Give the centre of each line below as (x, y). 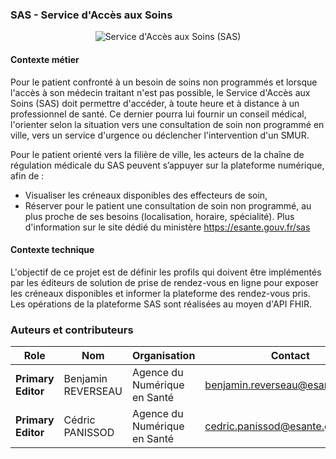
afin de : (27, 175)
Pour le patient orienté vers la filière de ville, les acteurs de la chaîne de (157, 154)
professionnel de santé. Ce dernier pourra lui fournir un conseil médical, (158, 114)
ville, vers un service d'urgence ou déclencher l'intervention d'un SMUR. (160, 135)
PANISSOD (89, 432)
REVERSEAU (93, 391)
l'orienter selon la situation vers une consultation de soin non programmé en (167, 124)
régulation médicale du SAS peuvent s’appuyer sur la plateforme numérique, (167, 165)
